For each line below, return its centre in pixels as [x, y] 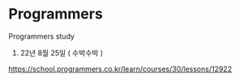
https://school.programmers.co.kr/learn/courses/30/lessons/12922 [120, 68]
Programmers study [42, 36]
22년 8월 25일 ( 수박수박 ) [62, 52]
